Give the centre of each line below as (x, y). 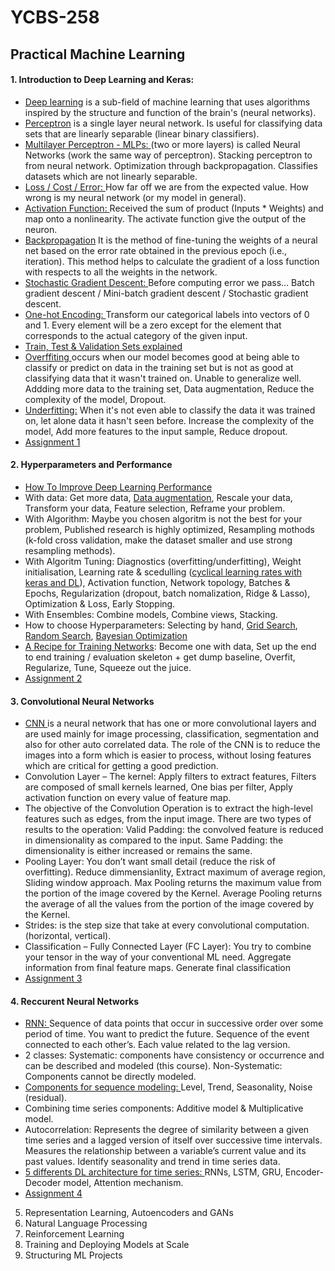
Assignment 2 (53, 678)
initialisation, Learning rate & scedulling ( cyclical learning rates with (163, 572)
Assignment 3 (53, 978)
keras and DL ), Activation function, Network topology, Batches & (157, 582)
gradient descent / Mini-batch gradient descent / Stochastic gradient (166, 293)
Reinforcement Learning (74, 1234)
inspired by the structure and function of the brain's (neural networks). (170, 112)
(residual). (46, 1098)
